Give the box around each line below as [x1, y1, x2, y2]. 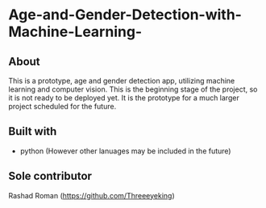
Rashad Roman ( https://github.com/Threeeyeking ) [8, 190, 175, 200]
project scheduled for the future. [8, 102, 117, 111]
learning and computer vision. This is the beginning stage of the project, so [8, 84, 258, 94]
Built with [8, 124, 57, 138]
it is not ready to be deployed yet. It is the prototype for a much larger [8, 93, 239, 102]
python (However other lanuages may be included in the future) [19, 146, 231, 156]
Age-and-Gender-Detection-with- [8, 6, 242, 24]
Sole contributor [8, 169, 93, 183]
